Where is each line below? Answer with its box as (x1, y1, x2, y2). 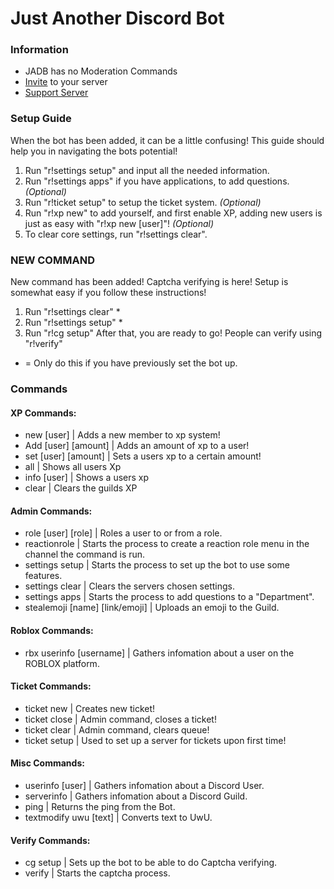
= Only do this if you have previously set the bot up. (24, 357, 238, 369)
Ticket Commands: (10, 680, 92, 692)
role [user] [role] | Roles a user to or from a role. (24, 527, 223, 539)
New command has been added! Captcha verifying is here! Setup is (10, 276, 289, 288)
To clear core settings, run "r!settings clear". (24, 228, 208, 240)
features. (24, 570, 63, 582)
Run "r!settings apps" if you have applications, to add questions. (24, 175, 290, 187)
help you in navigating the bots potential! (10, 145, 178, 157)
